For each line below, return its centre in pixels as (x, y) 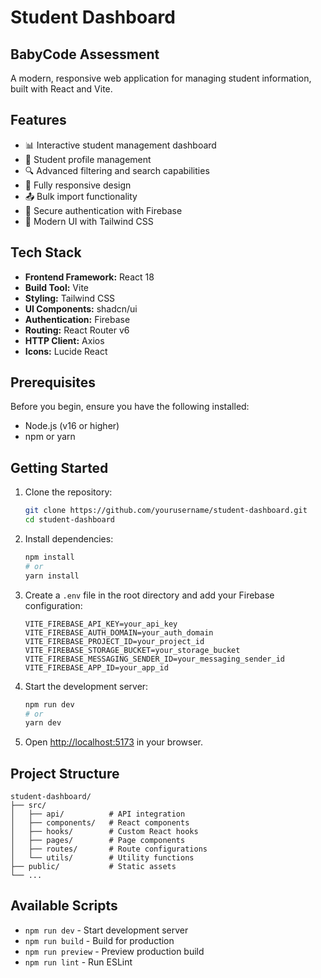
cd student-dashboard (69, 520)
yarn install (52, 576)
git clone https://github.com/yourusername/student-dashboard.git (166, 511)
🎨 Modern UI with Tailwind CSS (89, 221)
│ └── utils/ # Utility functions (102, 858)
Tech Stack (46, 252)
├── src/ (28, 806)
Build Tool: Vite (56, 287)
